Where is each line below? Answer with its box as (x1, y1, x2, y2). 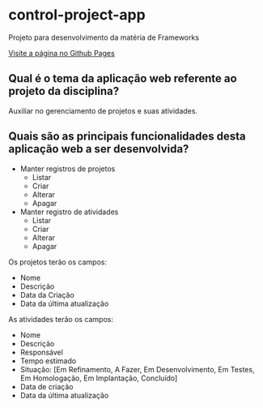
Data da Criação (19, 290, 74, 299)
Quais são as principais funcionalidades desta (8, 130, 246, 144)
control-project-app (8, 6, 146, 24)
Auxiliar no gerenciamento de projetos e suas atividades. (8, 105, 198, 115)
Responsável (19, 347, 63, 357)
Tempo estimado (19, 355, 77, 366)
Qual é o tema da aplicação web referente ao (8, 71, 237, 86)
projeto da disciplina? (8, 84, 120, 98)
